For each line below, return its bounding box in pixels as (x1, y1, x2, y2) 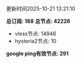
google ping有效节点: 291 (6, 50, 69, 57)
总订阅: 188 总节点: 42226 (6, 18, 71, 25)
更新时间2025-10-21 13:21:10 (6, 5, 76, 12)
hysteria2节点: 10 (14, 38, 57, 44)
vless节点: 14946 (14, 30, 57, 37)
